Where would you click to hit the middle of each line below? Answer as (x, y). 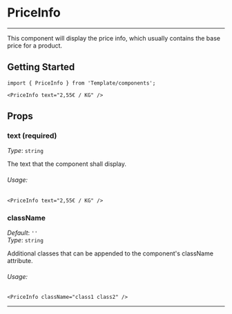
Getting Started (41, 67)
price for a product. (35, 45)
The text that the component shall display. (67, 164)
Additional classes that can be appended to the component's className (110, 253)
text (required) (32, 136)
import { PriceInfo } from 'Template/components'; (81, 83)
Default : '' (22, 233)
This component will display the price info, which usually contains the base (114, 38)
